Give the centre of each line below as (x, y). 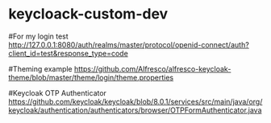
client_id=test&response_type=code (69, 53)
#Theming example (40, 68)
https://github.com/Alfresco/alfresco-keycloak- (152, 68)
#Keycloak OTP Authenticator (58, 92)
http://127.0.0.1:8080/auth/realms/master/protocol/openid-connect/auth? (129, 44)
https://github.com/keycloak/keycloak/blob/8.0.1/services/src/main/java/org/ (135, 101)
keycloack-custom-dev (88, 14)
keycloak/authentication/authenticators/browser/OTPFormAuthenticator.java (135, 110)
